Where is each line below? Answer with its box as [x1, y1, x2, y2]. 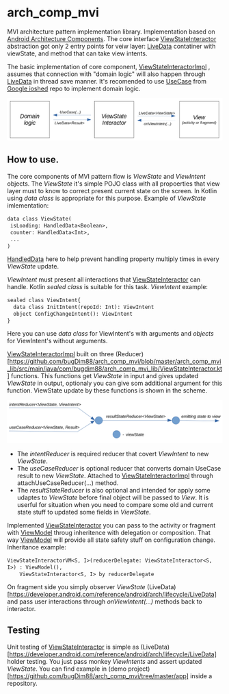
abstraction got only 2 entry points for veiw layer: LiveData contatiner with [7, 42, 216, 50]
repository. [7, 679, 38, 687]
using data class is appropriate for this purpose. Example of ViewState [7, 194, 206, 202]
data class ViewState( [7, 215, 72, 222]
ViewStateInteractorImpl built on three [7, 349, 114, 358]
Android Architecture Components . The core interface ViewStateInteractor [7, 34, 217, 42]
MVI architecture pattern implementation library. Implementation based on [7, 27, 215, 36]
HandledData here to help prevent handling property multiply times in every [7, 255, 220, 263]
